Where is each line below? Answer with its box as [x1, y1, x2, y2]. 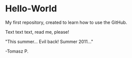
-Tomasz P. [5, 48, 29, 54]
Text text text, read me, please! [5, 29, 69, 35]
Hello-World [5, 3, 57, 14]
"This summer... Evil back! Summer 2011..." [5, 38, 93, 45]
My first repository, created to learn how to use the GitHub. [5, 19, 127, 25]
